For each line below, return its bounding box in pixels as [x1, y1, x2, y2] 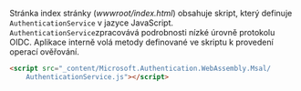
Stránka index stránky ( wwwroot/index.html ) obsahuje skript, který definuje [9, 8, 293, 18]
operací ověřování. [9, 46, 79, 57]
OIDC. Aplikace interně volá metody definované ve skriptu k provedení [9, 36, 274, 47]
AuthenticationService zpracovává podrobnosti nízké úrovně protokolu [9, 27, 275, 37]
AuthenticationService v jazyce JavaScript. [9, 17, 174, 28]
